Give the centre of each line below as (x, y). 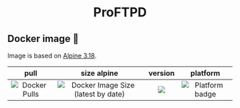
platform (205, 73)
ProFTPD (120, 12)
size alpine (100, 73)
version (161, 73)
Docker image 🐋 (43, 39)
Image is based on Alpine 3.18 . (52, 55)
